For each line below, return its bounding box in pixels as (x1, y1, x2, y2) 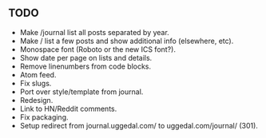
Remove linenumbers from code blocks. (19, 61, 152, 71)
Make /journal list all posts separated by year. (19, 27, 169, 37)
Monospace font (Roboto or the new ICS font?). (19, 44, 176, 54)
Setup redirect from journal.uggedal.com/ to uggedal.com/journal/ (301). (19, 120, 258, 130)
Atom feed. (19, 69, 57, 79)
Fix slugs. (19, 78, 52, 88)
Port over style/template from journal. (19, 87, 144, 97)
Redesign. (19, 95, 54, 104)
